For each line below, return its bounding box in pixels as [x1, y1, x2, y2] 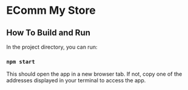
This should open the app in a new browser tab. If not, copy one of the [6, 70, 183, 78]
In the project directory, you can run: [6, 43, 98, 50]
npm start [6, 58, 35, 65]
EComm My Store [6, 4, 96, 17]
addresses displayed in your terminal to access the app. [6, 77, 146, 84]
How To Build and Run [6, 28, 91, 38]
